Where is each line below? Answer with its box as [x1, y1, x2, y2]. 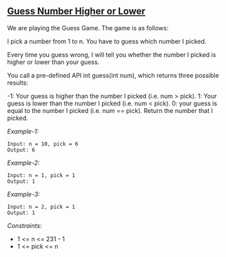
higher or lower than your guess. [7, 58, 100, 66]
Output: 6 [7, 146, 36, 154]
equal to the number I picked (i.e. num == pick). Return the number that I [7, 106, 214, 114]
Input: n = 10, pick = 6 [7, 141, 79, 147]
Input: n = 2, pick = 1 [7, 203, 76, 210]
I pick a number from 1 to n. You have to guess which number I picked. [7, 37, 207, 45]
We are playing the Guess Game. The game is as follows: [7, 23, 169, 32]
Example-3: [7, 189, 40, 198]
